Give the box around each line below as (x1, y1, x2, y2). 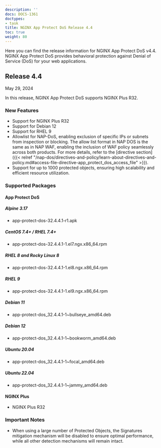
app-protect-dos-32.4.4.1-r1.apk (12, 218, 77, 224)
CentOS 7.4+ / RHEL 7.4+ (5, 229, 57, 235)
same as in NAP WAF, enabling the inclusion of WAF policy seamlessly (12, 144, 154, 149)
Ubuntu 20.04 (5, 346, 34, 352)
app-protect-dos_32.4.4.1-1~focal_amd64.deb (12, 359, 105, 364)
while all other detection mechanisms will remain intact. (12, 438, 124, 444)
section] (136, 149, 153, 155)
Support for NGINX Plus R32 (12, 118, 69, 124)
